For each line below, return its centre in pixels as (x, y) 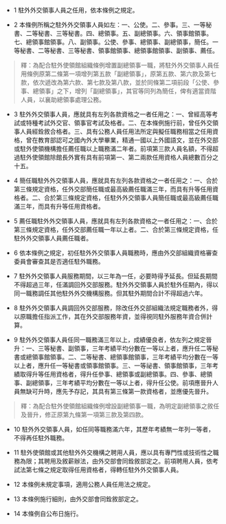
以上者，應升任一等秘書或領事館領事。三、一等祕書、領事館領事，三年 (113, 366)
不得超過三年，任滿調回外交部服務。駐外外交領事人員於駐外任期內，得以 (116, 285)
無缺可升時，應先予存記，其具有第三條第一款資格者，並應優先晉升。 (116, 391)
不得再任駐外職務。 (41, 438)
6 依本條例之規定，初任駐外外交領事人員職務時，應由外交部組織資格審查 (116, 253)
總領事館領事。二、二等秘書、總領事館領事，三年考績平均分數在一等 (122, 357)
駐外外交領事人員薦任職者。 (53, 238)
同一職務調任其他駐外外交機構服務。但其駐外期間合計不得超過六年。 (110, 293)
